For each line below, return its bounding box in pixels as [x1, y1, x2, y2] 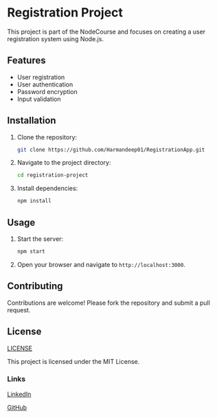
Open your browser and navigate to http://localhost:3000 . [16, 260, 185, 268]
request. [7, 305, 31, 314]
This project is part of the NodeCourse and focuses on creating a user [7, 27, 206, 36]
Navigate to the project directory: [16, 159, 111, 167]
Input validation [16, 95, 61, 103]
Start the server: [16, 235, 64, 243]
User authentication [16, 80, 73, 89]
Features [7, 55, 46, 67]
